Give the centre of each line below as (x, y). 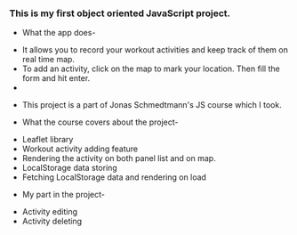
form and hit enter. (56, 78)
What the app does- (59, 33)
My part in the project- (63, 195)
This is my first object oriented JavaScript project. (120, 13)
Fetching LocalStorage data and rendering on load (114, 177)
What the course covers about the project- (100, 122)
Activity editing (50, 212)
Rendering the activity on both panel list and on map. (119, 158)
